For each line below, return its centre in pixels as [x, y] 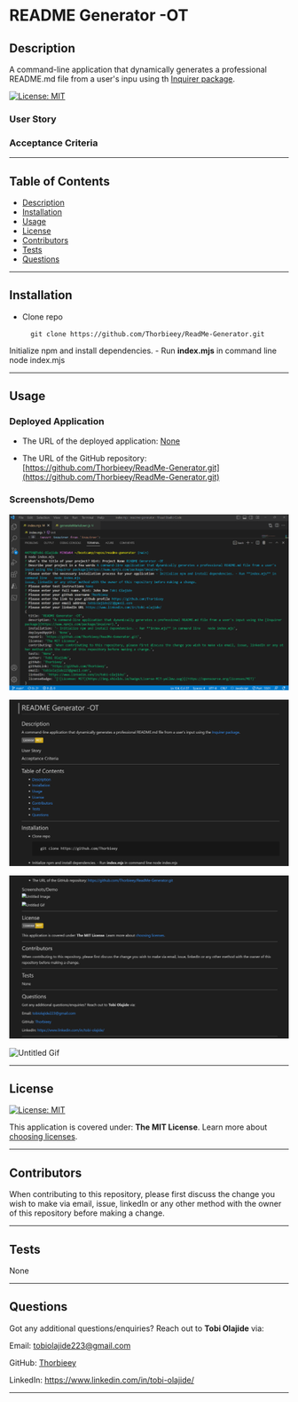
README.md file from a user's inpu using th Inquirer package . [122, 79]
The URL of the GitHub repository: [84, 458]
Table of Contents [60, 181]
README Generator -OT [99, 16]
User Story [33, 119]
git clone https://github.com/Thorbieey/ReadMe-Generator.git [148, 334]
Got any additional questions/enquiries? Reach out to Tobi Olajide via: [137, 1328]
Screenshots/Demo [52, 500]
